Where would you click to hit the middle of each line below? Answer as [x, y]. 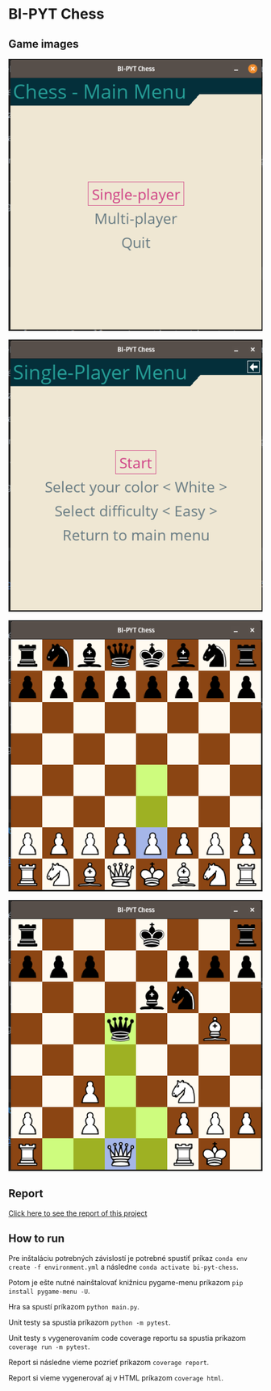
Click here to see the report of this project [78, 1213]
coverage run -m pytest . [49, 1347]
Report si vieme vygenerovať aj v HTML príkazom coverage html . [116, 1377]
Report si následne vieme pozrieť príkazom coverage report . [109, 1362]
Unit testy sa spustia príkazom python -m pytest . [90, 1322]
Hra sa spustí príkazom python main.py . [74, 1306]
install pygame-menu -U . [49, 1291]
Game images [44, 44]
